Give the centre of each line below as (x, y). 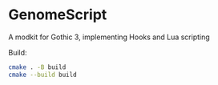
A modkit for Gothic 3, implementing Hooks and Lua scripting (109, 37)
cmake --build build (43, 75)
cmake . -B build (37, 67)
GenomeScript (58, 15)
